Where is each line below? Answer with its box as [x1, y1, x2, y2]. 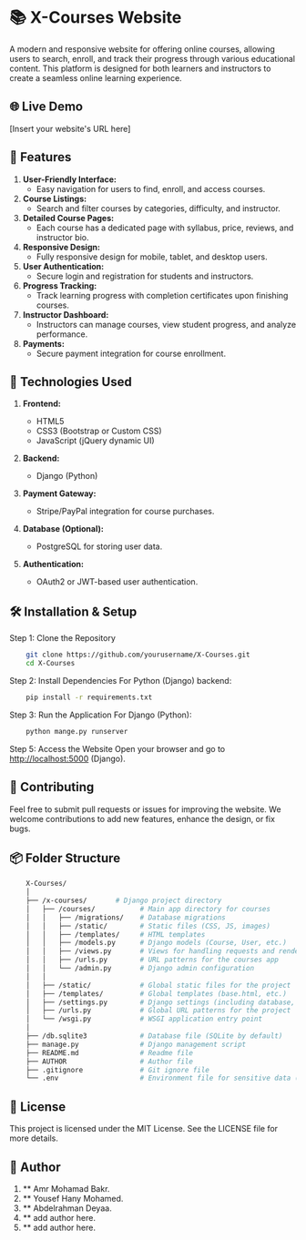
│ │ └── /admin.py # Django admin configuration [25, 964, 255, 973]
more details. [9, 1133, 59, 1143]
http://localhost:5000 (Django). [9, 753, 126, 764]
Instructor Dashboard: [22, 309, 109, 320]
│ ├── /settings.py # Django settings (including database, [25, 998, 296, 1007]
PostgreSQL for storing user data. [36, 541, 163, 552]
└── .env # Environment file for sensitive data [25, 1073, 291, 1083]
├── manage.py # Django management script [25, 1040, 247, 1049]
